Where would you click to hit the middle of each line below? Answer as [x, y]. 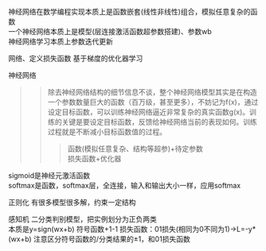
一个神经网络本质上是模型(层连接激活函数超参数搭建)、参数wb [110, 31]
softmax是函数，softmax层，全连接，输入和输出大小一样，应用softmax [125, 185]
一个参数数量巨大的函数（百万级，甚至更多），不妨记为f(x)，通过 [153, 102]
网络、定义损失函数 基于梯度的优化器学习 [76, 58]
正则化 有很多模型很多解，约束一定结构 [72, 202]
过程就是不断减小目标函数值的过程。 [107, 132]
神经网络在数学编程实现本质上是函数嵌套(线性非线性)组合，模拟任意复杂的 [129, 12]
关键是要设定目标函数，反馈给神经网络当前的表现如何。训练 [159, 122]
